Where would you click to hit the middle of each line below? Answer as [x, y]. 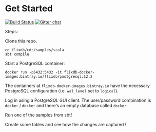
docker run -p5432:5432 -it [34, 72]
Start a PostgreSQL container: [35, 63]
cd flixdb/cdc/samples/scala [35, 50]
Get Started [29, 9]
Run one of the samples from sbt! [39, 115]
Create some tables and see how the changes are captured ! [66, 124]
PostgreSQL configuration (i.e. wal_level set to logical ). [62, 90]
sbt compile [17, 54]
